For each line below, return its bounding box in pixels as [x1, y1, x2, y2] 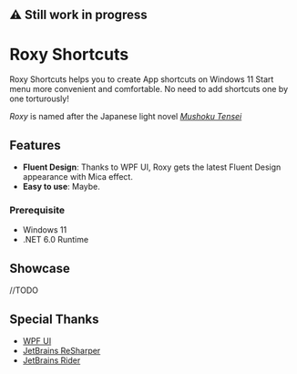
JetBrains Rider [22, 355, 81, 366]
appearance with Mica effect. [22, 171, 134, 182]
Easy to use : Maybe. [22, 182, 100, 192]
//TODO [9, 285, 39, 296]
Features [9, 137, 61, 153]
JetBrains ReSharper [22, 346, 101, 357]
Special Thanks [9, 311, 99, 327]
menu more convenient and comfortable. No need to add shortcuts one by [9, 84, 289, 95]
